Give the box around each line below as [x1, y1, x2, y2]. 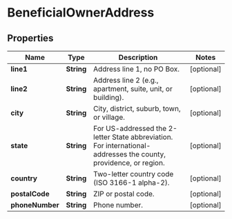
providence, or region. [93, 158, 165, 167]
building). [93, 93, 124, 102]
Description [118, 53, 158, 62]
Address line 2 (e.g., [93, 76, 159, 85]
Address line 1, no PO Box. [93, 64, 180, 74]
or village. [93, 112, 126, 122]
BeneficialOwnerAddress [7, 5, 155, 21]
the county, [128, 149, 166, 159]
